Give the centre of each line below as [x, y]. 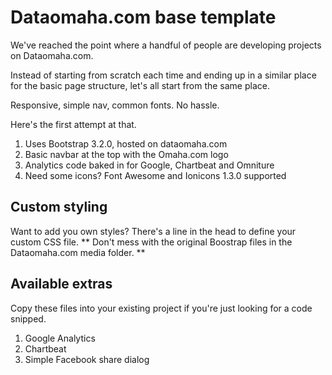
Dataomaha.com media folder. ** [78, 252]
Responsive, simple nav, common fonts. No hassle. [115, 105]
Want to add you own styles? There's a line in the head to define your [153, 231]
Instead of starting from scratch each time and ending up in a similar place [163, 75]
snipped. [28, 318]
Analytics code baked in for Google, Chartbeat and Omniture [149, 165]
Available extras [61, 284]
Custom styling [59, 207]
